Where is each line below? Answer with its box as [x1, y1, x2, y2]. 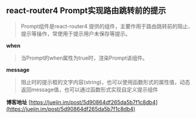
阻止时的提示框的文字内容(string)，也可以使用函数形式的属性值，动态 [20, 78, 191, 85]
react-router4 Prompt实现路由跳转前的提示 [6, 5, 166, 16]
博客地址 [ [6, 98, 31, 105]
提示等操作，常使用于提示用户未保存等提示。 [20, 30, 131, 37]
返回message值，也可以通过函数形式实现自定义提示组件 [20, 86, 158, 93]
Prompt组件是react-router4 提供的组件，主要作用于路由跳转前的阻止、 [20, 23, 194, 30]
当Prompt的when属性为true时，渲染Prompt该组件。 [20, 54, 148, 61]
